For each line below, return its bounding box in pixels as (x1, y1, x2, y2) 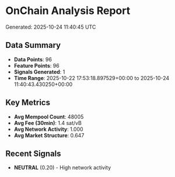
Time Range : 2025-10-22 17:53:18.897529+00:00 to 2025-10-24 (13, 74, 170, 81)
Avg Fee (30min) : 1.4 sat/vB (13, 119, 82, 126)
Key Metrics (5, 98, 51, 107)
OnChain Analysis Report (5, 4, 131, 18)
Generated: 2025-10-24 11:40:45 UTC (5, 23, 96, 30)
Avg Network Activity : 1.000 (13, 126, 83, 133)
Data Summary (5, 40, 61, 50)
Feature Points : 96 (13, 62, 60, 69)
